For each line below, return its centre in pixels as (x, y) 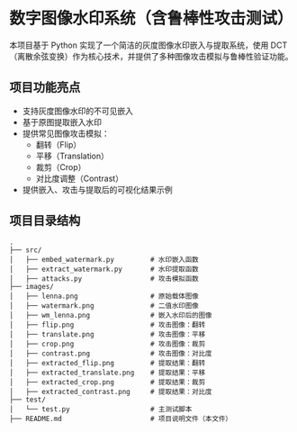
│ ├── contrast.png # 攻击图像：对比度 (111, 353)
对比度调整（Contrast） (80, 178)
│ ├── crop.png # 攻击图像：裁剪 (108, 344)
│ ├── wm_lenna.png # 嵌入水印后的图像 (111, 315)
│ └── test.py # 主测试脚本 (101, 409)
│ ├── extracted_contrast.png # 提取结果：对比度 (111, 391)
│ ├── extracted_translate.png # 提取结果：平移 (108, 373)
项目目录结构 (45, 221)
